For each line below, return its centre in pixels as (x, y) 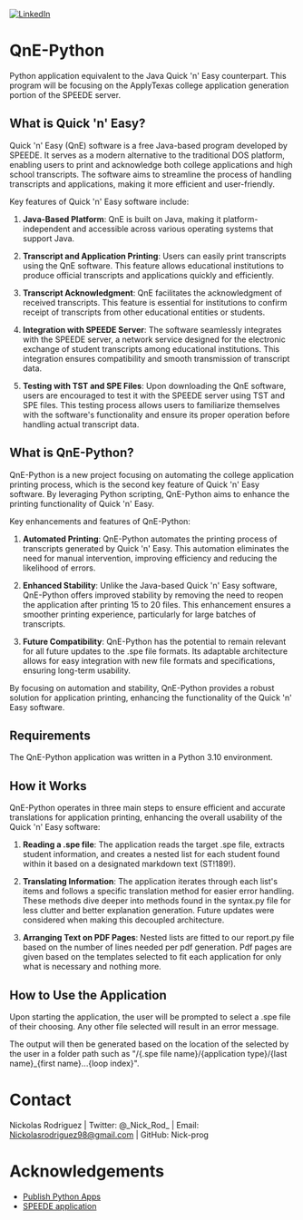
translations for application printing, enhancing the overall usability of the (146, 817)
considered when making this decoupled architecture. (123, 920)
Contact (40, 1100)
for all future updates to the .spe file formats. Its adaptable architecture (155, 651)
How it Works (48, 786)
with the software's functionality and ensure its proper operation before (156, 415)
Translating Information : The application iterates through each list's (150, 882)
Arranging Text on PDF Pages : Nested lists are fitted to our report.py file (158, 938)
